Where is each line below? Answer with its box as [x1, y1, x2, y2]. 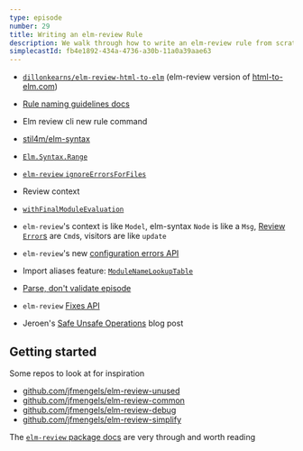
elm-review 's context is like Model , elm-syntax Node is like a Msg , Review [22, 221, 286, 232]
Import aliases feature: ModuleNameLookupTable [22, 265, 194, 276]
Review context [22, 186, 80, 197]
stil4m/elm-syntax [22, 133, 90, 144]
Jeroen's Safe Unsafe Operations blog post [22, 318, 184, 329]
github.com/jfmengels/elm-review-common [22, 394, 185, 406]
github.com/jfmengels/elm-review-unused [22, 385, 180, 396]
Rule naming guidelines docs [22, 98, 131, 109]
